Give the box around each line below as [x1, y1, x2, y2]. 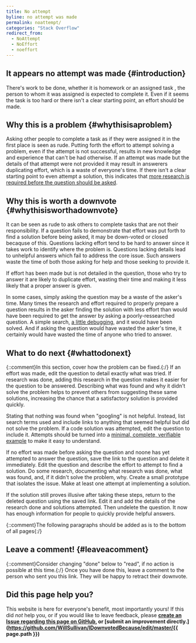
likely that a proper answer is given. [6, 282, 92, 289]
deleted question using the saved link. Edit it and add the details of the [6, 497, 176, 504]
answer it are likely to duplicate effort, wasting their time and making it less [6, 276, 187, 283]
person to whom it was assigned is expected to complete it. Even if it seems [6, 90, 189, 97]
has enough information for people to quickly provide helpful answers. [6, 510, 176, 517]
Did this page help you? [6, 590, 94, 600]
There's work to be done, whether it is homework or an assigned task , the [6, 84, 185, 91]
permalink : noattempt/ [6, 19, 61, 25]
